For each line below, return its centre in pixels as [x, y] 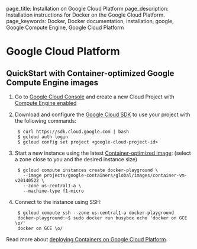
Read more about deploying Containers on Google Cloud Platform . [87, 239]
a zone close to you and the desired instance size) [76, 159]
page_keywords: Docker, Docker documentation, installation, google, [90, 21]
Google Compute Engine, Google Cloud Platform [65, 27]
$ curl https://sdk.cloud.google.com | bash [73, 132]
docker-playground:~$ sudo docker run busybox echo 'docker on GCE [102, 218]
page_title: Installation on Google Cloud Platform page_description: [87, 9]
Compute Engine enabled [46, 103]
